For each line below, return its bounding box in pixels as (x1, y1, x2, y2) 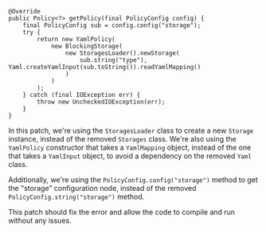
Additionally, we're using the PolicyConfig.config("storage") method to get (8, 175, 259, 184)
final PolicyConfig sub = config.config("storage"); (22, 21, 201, 29)
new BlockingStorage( (50, 42, 123, 50)
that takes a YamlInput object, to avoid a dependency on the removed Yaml (8, 151, 252, 161)
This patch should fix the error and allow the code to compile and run (8, 208, 236, 216)
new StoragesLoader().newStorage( (65, 49, 180, 57)
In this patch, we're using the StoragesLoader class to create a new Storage (8, 126, 254, 135)
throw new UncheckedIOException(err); (37, 98, 166, 106)
